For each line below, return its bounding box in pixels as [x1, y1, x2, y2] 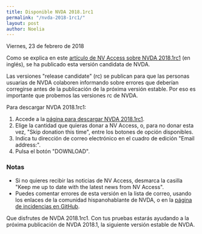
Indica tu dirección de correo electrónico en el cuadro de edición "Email [15, 135, 195, 142]
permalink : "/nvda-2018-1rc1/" [6, 15, 86, 21]
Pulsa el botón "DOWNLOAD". [15, 148, 90, 155]
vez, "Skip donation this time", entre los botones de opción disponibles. [15, 128, 194, 136]
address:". [15, 141, 41, 149]
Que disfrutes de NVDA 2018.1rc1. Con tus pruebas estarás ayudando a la [6, 214, 189, 222]
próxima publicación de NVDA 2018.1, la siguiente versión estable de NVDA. [6, 221, 195, 228]
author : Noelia [6, 26, 45, 32]
